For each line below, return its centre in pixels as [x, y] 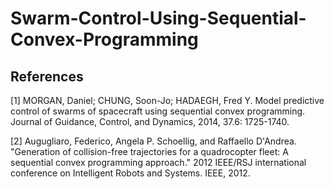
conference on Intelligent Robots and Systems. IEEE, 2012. [130, 173]
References [47, 76]
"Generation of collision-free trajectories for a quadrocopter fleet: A [149, 151]
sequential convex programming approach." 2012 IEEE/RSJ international [158, 162]
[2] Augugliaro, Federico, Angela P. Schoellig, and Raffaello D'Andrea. [153, 141]
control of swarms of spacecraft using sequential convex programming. [158, 111]
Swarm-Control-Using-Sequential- [158, 18]
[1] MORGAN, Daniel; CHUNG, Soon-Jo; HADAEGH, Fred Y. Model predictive [167, 100]
